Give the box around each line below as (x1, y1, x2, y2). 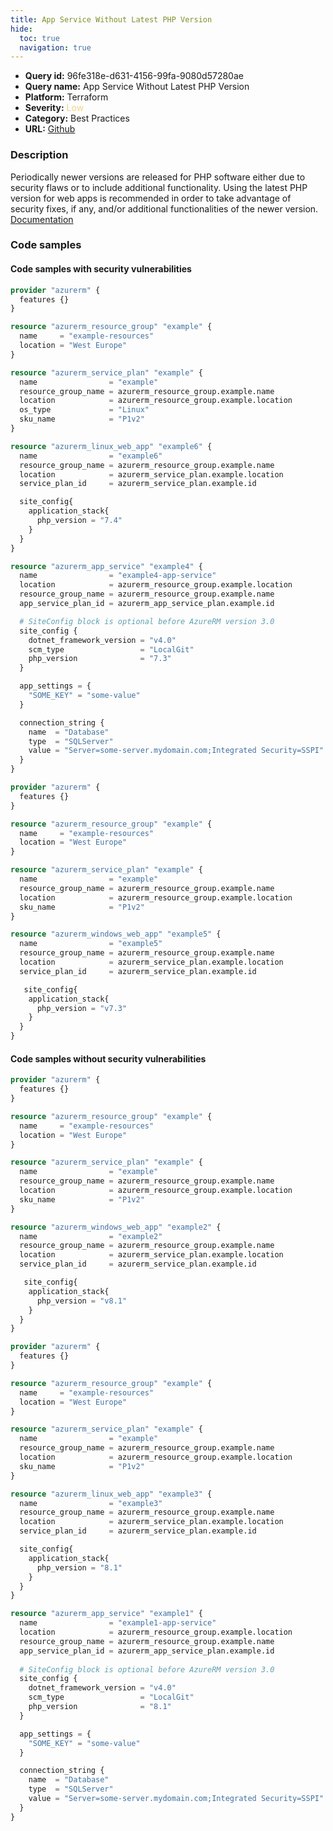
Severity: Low (24, 102, 85, 114)
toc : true (19, 33, 60, 43)
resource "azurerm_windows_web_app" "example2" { (10, 1222, 222, 1232)
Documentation (10, 213, 74, 225)
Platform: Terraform (24, 91, 109, 103)
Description (10, 148, 69, 162)
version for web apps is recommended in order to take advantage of (10, 192, 292, 204)
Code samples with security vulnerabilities (10, 263, 192, 275)
